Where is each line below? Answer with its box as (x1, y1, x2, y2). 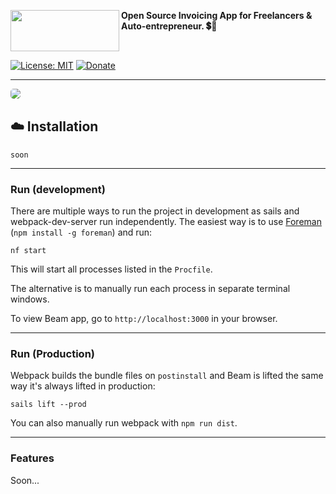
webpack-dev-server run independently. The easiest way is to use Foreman (10, 216, 322, 228)
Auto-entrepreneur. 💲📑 (121, 20, 218, 32)
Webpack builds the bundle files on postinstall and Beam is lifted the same (10, 370, 324, 382)
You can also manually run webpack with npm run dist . (10, 417, 238, 429)
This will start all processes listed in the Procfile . (10, 263, 213, 275)
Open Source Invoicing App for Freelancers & (121, 10, 313, 21)
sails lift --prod (10, 400, 87, 410)
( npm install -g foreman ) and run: (10, 226, 153, 239)
